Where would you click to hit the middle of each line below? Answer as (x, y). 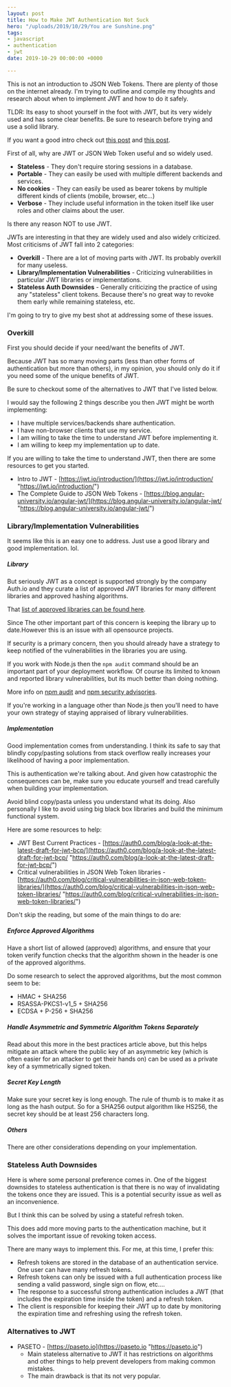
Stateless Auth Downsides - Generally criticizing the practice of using (117, 287)
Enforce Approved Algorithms (51, 931)
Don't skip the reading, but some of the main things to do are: (94, 915)
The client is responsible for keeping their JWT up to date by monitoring (119, 1306)
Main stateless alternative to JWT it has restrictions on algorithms (120, 1354)
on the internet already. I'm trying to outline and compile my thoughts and (111, 91)
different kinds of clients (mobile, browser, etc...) (86, 195)
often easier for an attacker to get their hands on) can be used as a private (112, 1059)
